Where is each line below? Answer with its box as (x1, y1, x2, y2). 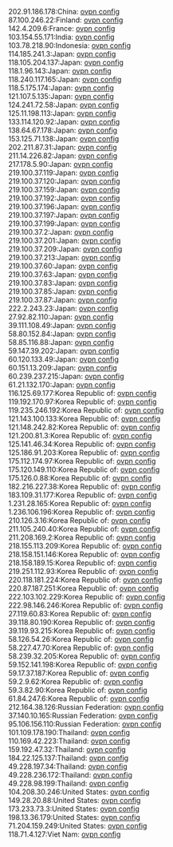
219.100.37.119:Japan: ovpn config (8, 168, 120, 177)
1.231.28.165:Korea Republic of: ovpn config (8, 499, 151, 508)
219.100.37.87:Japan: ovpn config (8, 295, 117, 304)
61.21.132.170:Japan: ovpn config (8, 380, 116, 390)
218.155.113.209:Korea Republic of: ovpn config (8, 541, 162, 550)
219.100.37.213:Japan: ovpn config (8, 253, 121, 262)
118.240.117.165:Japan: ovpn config (8, 75, 122, 84)
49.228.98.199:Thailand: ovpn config (8, 778, 129, 788)
